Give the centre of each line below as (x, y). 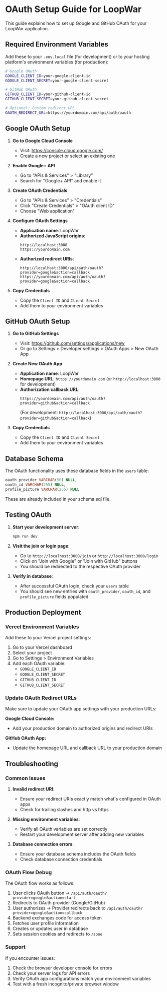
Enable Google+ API (34, 165)
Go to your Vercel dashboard (42, 647)
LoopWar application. (27, 28)
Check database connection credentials (61, 859)
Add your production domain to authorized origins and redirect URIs (82, 729)
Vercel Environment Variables (42, 627)
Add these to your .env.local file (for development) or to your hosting (77, 56)
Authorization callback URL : (50, 389)
